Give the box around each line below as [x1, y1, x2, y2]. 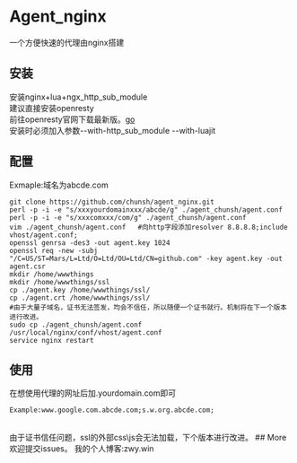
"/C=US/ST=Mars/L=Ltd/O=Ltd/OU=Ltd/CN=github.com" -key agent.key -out [9, 254, 283, 263]
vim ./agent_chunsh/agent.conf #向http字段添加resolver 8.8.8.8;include [9, 223, 289, 231]
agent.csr [9, 262, 47, 271]
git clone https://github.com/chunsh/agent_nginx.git [9, 197, 215, 206]
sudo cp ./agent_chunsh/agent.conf [9, 320, 143, 329]
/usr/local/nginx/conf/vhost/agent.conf [9, 328, 163, 337]
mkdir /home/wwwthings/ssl [9, 277, 110, 286]
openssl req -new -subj [9, 246, 99, 255]
